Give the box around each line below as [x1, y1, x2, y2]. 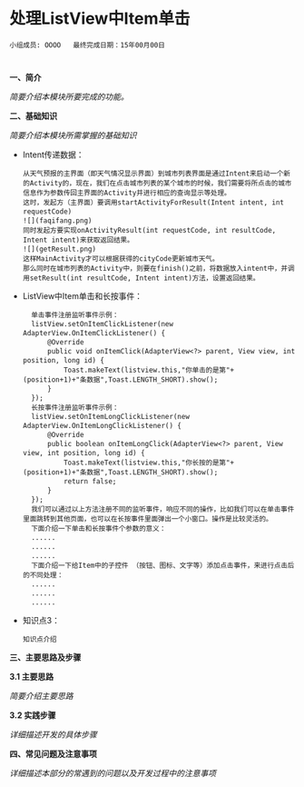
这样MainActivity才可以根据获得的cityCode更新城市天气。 [22, 254, 220, 264]
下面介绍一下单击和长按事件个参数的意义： [31, 524, 166, 533]
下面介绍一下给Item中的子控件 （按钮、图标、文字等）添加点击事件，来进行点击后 [31, 561, 295, 571]
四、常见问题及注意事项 [9, 749, 97, 760]
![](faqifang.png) [22, 216, 93, 225]
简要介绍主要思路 [9, 691, 74, 702]
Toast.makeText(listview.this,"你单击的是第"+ [63, 365, 234, 375]
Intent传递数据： [22, 149, 84, 160]
